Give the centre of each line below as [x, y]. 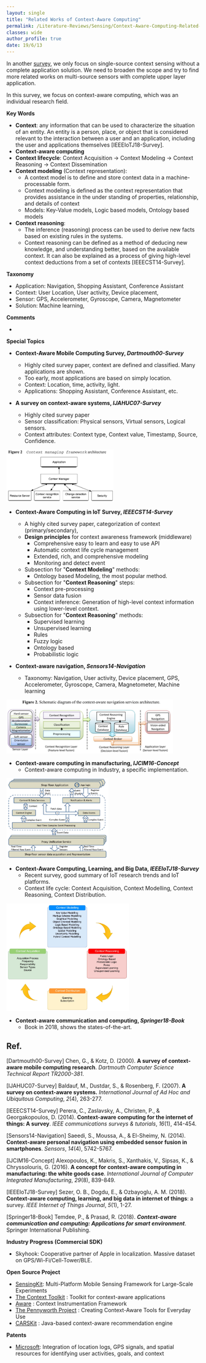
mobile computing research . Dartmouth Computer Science [99, 1067]
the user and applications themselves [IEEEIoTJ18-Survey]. [90, 145]
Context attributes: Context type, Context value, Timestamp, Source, [111, 434]
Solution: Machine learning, [50, 306]
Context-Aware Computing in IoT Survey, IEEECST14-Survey [94, 512]
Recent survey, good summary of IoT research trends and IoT [102, 875]
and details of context [52, 203]
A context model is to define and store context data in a [94, 177]
